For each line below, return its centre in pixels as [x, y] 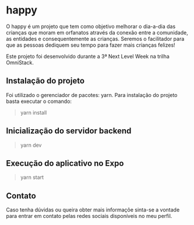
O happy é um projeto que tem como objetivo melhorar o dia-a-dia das [91, 26]
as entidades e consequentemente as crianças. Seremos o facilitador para [95, 39]
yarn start [32, 177]
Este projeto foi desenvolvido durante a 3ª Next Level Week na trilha [88, 56]
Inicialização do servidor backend [69, 131]
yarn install [33, 112]
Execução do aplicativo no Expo [65, 163]
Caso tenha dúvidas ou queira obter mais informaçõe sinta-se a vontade [93, 210]
